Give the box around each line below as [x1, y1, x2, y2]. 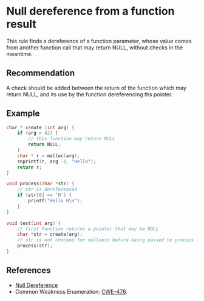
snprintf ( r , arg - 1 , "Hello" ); [17, 158, 97, 165]
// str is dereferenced [17, 186, 78, 193]
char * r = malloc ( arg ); [17, 152, 80, 159]
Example [6, 108, 40, 119]
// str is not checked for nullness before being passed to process [17, 237, 194, 243]
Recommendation [6, 68, 75, 79]
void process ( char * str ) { [6, 181, 75, 187]
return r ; [17, 164, 42, 170]
